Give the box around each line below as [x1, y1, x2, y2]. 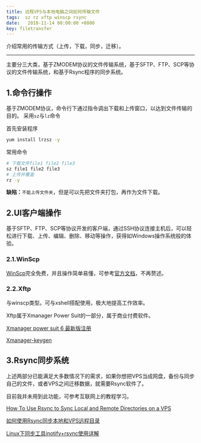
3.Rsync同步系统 [6, 356, 69, 366]
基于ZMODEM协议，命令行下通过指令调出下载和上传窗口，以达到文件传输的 [6, 105, 193, 112]
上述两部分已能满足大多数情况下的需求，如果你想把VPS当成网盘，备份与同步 [6, 372, 195, 380]
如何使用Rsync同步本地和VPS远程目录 [6, 417, 100, 424]
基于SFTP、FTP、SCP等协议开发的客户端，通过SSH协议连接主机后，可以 [6, 225, 187, 232]
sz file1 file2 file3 [6, 166, 60, 172]
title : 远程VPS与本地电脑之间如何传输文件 [6, 8, 100, 15]
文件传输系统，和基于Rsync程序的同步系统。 [16, 68, 127, 75]
